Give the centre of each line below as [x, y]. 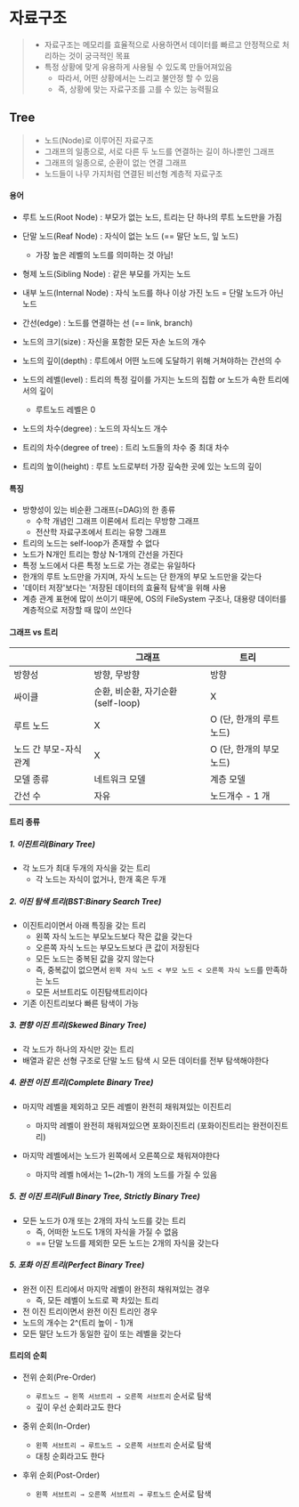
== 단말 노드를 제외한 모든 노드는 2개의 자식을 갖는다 [127, 1243]
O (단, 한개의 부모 [245, 749]
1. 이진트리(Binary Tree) [53, 844]
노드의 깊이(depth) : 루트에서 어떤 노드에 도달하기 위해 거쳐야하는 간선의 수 [152, 361]
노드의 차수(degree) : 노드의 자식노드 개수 [95, 428]
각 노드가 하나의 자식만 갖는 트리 [78, 1049]
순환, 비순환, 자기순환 [136, 692]
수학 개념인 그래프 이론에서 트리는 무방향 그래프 [117, 521]
